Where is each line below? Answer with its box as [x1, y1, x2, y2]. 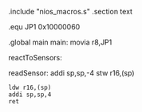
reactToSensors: [8, 53, 62, 62]
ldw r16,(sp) [8, 83, 52, 91]
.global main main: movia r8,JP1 [8, 37, 112, 47]
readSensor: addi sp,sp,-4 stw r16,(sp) [8, 68, 135, 78]
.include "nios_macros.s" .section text [8, 7, 133, 16]
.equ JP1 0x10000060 [8, 22, 81, 31]
